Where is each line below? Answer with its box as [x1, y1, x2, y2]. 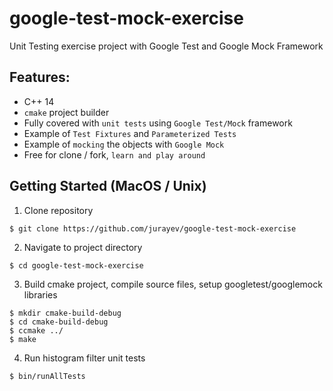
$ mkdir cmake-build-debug [9, 308, 122, 318]
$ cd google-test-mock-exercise [9, 260, 144, 271]
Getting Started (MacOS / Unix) [9, 178, 207, 195]
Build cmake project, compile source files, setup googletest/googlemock [23, 278, 323, 290]
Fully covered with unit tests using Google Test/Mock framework [23, 117, 293, 129]
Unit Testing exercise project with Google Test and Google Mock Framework [9, 40, 324, 52]
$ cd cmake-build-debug [9, 317, 109, 327]
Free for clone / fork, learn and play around [23, 148, 206, 161]
